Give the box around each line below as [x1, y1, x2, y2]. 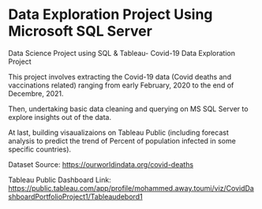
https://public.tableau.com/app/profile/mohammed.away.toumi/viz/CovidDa [8, 183, 254, 192]
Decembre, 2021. [8, 88, 65, 98]
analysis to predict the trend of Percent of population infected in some [8, 136, 237, 145]
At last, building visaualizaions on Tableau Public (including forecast [8, 128, 229, 137]
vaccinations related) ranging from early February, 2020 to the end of [8, 80, 234, 90]
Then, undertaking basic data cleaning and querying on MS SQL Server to [8, 104, 249, 114]
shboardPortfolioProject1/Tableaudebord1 [8, 192, 144, 201]
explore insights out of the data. [8, 112, 112, 121]
